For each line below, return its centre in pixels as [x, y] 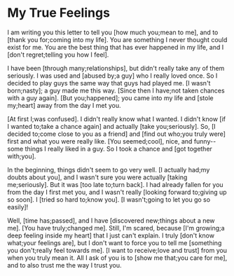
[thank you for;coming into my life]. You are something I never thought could [117, 39]
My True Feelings [59, 13]
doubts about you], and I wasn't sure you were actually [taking [97, 177]
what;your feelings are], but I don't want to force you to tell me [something [115, 242]
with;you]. [22, 156]
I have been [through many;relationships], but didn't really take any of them [116, 68]
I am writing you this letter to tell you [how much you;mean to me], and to [113, 32]
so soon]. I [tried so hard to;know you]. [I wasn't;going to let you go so [109, 199]
